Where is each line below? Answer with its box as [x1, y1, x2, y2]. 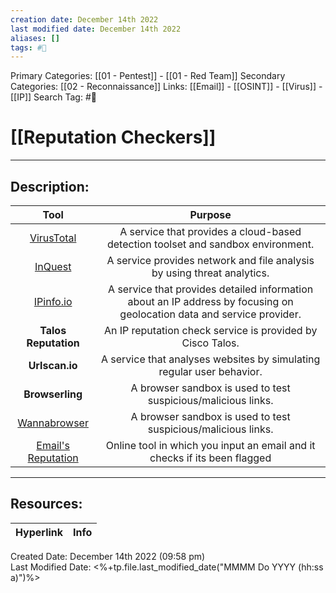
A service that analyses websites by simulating [100, 352, 321, 366]
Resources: [10, 496, 83, 513]
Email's [36, 439, 70, 452]
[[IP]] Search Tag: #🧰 [10, 91, 97, 103]
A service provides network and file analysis [106, 254, 315, 267]
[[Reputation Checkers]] [10, 126, 217, 149]
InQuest [34, 260, 72, 273]
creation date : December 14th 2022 [10, 14, 159, 25]
